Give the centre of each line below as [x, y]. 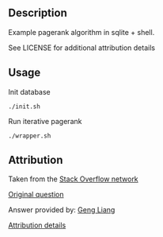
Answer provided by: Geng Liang [62, 210]
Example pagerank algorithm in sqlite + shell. [81, 32]
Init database [30, 91]
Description [38, 13]
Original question [36, 195]
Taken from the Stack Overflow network [73, 179]
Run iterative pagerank [45, 121]
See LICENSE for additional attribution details [82, 48]
